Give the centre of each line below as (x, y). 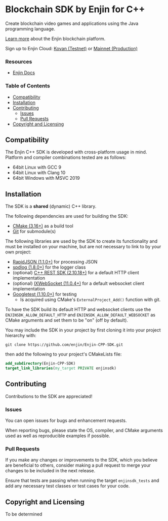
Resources (19, 61)
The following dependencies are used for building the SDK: (67, 216)
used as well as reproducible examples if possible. (58, 436)
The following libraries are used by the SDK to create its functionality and (81, 241)
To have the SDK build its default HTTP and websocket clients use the (78, 310)
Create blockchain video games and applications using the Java (72, 23)
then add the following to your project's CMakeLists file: (64, 354)
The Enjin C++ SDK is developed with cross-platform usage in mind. (76, 152)
